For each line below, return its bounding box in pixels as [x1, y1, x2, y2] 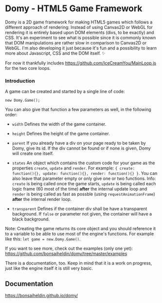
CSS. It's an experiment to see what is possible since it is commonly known [5, 35, 156, 41]
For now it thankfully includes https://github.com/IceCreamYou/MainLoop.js [5, 60, 157, 66]
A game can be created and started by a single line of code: [5, 88, 125, 94]
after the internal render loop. [12, 196, 72, 202]
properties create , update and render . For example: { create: [12, 165, 135, 171]
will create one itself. [12, 151, 54, 156]
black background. [12, 216, 50, 222]
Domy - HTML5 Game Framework [5, 3, 143, 14]
